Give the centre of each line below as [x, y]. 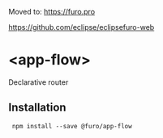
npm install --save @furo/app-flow [72, 126]
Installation [37, 108]
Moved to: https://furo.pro [52, 12]
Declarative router [39, 82]
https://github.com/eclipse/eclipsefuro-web [81, 27]
